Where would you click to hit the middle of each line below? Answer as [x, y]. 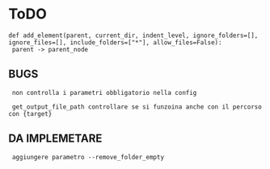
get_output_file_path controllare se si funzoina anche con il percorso [137, 107]
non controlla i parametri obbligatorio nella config [104, 93]
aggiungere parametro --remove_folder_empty [88, 157]
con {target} [30, 113]
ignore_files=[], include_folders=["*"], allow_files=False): [115, 42]
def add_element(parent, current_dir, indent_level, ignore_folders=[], [133, 35]
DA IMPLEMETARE [55, 139]
